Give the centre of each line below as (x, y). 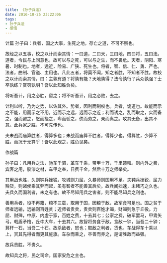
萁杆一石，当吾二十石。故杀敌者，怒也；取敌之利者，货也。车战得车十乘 (79, 228)
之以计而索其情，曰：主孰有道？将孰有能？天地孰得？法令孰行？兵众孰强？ (81, 79)
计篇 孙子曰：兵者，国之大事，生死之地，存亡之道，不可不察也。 (71, 43)
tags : (11, 19)
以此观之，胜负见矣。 (70, 142)
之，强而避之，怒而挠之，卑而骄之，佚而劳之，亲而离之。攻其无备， (75, 119)
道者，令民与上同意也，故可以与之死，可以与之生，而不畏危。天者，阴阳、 (81, 60)
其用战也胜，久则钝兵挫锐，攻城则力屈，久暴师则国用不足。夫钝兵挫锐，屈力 (83, 180)
